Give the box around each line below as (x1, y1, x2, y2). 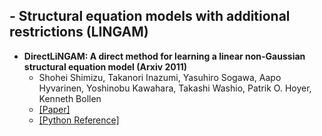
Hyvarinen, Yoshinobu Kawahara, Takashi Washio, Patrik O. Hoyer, (38, 82, 312, 94)
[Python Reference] (38, 114, 120, 126)
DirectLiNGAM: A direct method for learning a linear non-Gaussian (23, 50, 306, 62)
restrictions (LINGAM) (9, 24, 149, 41)
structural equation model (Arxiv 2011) (23, 60, 188, 73)
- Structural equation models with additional (9, 8, 291, 25)
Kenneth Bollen (38, 92, 102, 104)
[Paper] (38, 103, 71, 115)
